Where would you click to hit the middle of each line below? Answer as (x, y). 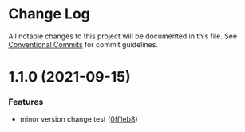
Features (26, 102)
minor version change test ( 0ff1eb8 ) (79, 119)
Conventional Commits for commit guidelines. (83, 44)
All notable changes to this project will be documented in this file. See (123, 36)
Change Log (49, 14)
